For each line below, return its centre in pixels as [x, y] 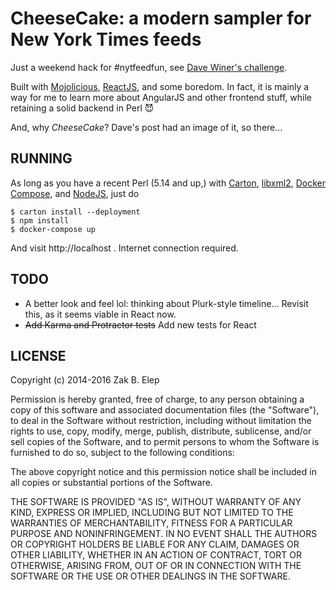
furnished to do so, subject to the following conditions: [122, 453]
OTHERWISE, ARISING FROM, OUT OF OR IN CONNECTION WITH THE [156, 566]
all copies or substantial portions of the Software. [111, 483]
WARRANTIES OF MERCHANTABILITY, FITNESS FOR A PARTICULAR [151, 523]
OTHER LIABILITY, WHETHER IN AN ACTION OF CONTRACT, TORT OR [156, 555]
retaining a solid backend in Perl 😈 [82, 108]
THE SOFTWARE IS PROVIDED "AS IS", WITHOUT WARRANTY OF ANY [156, 502]
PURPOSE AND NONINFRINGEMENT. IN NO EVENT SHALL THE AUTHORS [164, 534]
